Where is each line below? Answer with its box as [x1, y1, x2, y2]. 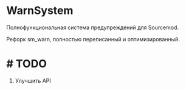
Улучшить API [15, 77, 52, 84]
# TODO [6, 57, 47, 71]
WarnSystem [6, 4, 74, 18]
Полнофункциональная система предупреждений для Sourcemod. [6, 24, 179, 31]
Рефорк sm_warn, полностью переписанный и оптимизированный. [6, 35, 181, 43]
